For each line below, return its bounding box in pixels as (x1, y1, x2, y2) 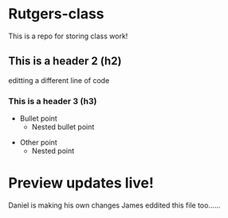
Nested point (31, 146, 75, 156)
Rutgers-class (8, 5, 105, 23)
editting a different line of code (8, 75, 110, 85)
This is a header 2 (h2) (8, 54, 122, 68)
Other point (19, 137, 57, 148)
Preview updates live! (8, 174, 154, 192)
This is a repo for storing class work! (8, 31, 128, 41)
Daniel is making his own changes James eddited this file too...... (8, 200, 221, 210)
